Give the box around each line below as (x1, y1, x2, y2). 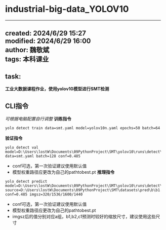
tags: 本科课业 (5, 55, 49, 64)
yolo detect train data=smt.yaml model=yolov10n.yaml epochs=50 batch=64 (5, 125, 161, 130)
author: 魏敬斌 (5, 46, 49, 54)
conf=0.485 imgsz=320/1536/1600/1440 (5, 192, 83, 197)
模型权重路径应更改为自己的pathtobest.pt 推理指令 (12, 169, 115, 175)
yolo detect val (5, 145, 39, 150)
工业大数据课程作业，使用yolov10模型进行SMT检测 (5, 86, 110, 92)
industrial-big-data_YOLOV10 (5, 3, 129, 15)
